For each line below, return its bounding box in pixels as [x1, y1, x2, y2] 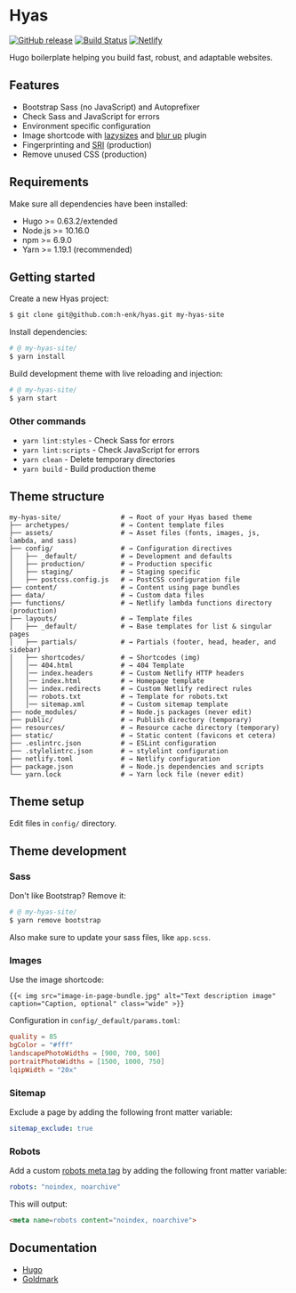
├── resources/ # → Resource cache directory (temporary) [9, 723, 280, 732]
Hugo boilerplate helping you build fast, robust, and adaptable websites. [9, 52, 274, 62]
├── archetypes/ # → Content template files [9, 520, 225, 530]
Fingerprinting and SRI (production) [21, 139, 153, 150]
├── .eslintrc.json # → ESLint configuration [9, 738, 217, 748]
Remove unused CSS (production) [21, 149, 148, 159]
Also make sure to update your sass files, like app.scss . [9, 932, 212, 943]
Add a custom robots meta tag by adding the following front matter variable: [9, 1166, 287, 1176]
